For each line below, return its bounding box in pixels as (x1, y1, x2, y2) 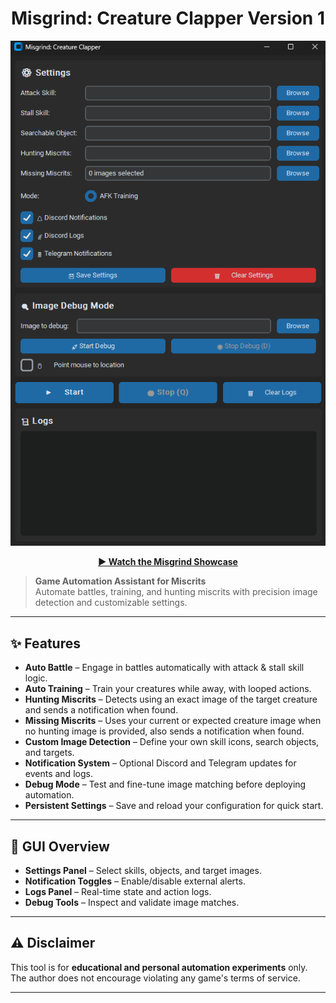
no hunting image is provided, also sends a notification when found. (24, 725, 305, 737)
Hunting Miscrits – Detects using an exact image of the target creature (24, 693, 318, 706)
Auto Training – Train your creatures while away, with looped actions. (24, 683, 312, 695)
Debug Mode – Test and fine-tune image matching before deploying (24, 778, 307, 791)
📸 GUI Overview (10, 838, 110, 855)
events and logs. (24, 768, 93, 780)
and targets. (24, 747, 75, 759)
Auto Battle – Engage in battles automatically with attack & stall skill (24, 662, 305, 674)
